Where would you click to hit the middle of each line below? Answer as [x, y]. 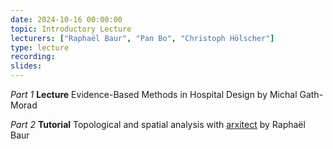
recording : [33, 57]
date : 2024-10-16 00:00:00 [66, 19]
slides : [26, 66]
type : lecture [40, 47]
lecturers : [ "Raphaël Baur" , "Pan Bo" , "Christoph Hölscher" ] [142, 38]
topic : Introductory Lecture [71, 29]
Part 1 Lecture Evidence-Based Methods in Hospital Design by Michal [154, 94]
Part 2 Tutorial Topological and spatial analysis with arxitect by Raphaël [158, 124]
